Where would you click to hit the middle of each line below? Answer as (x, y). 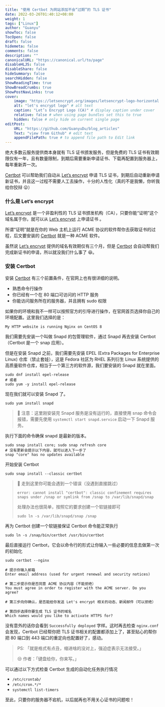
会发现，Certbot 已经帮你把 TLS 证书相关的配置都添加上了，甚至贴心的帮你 (81, 631)
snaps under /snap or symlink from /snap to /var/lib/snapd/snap (85, 497)
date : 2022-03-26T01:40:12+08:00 (39, 14)
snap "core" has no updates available (45, 455)
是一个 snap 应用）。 (46, 342)
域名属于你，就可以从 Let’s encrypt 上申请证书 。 (55, 219)
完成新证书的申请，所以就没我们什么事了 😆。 (51, 252)
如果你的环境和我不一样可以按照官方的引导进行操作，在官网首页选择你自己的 (82, 311)
